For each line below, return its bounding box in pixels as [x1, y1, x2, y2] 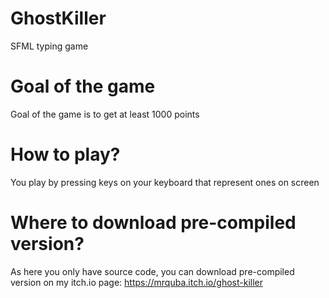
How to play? [10, 143, 121, 166]
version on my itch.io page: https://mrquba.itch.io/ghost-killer [10, 276, 263, 288]
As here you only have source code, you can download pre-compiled [10, 265, 295, 277]
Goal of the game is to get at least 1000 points [10, 108, 200, 120]
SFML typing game [10, 40, 89, 52]
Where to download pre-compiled [10, 212, 297, 234]
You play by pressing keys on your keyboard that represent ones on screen [10, 176, 320, 188]
